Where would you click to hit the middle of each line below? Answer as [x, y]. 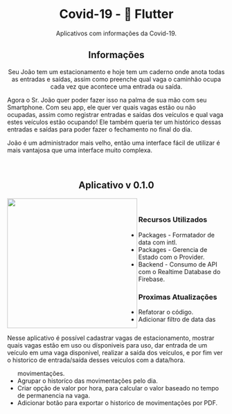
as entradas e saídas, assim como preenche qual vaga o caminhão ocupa [116, 79]
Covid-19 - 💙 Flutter [116, 14]
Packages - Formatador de [176, 235]
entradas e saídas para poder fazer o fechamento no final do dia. [100, 129]
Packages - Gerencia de [173, 249]
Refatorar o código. [166, 312]
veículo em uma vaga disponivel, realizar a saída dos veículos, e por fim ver [115, 352]
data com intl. [158, 242]
